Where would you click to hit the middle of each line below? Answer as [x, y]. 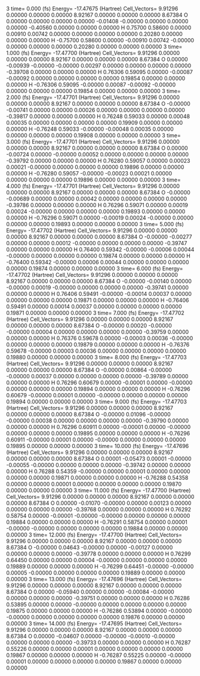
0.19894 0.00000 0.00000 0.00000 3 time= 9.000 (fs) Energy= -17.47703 [96, 402]
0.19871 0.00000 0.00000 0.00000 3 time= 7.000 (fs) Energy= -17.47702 [96, 313]
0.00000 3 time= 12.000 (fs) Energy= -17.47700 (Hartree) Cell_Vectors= [94, 535]
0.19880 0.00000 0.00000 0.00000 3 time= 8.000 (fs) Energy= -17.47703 [96, 357]
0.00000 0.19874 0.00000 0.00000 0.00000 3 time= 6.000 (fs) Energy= [95, 268]
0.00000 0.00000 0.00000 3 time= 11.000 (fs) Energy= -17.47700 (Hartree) [99, 490]
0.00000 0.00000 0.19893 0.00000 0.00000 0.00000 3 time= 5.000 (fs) [95, 224]
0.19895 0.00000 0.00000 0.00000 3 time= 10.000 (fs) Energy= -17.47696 [98, 446]
